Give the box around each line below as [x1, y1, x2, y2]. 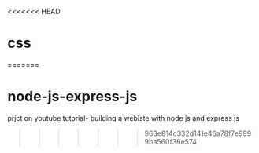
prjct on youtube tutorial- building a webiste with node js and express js [7, 113, 240, 122]
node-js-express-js [7, 88, 138, 105]
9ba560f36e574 [144, 137, 198, 146]
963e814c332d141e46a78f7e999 [144, 129, 252, 138]
